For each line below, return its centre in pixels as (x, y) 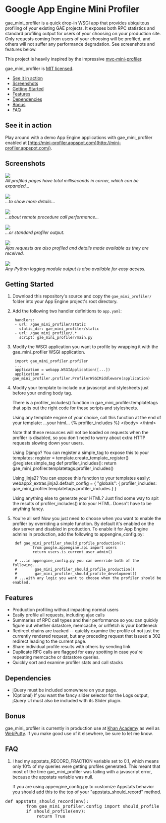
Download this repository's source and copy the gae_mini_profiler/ (82, 296)
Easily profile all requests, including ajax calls (58, 615)
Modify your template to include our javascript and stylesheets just (80, 388)
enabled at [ (17, 143)
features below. (21, 49)
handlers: (25, 320)
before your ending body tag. (42, 393)
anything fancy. (28, 509)
